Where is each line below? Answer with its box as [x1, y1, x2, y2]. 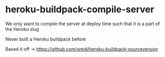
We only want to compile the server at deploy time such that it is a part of [5, 21, 160, 27]
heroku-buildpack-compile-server [5, 4, 155, 15]
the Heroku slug [5, 26, 39, 32]
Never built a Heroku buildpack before [5, 36, 86, 42]
